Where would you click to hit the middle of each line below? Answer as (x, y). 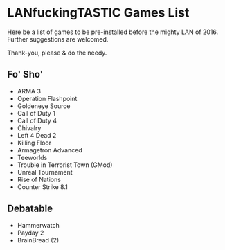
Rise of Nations (39, 179)
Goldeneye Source (44, 106)
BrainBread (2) (38, 240)
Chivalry (29, 128)
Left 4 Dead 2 (37, 135)
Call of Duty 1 (36, 113)
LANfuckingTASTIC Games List (98, 13)
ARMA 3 (29, 91)
